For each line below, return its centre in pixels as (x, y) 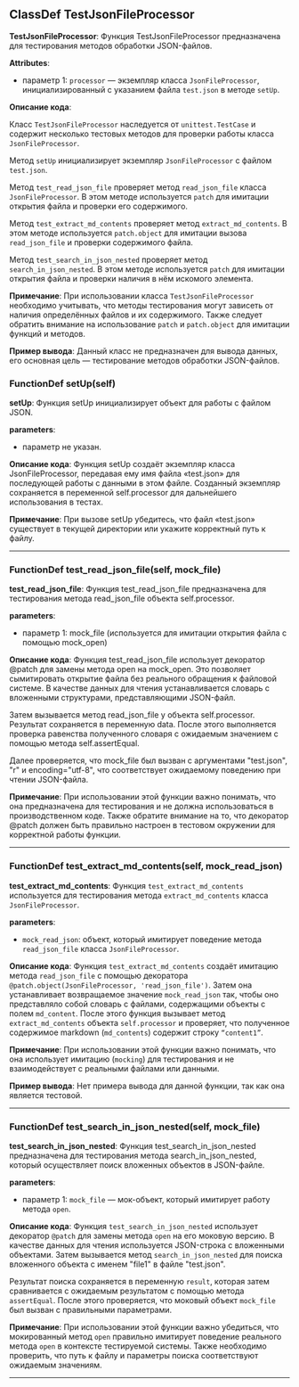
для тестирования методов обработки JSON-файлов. (111, 45)
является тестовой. (46, 1095)
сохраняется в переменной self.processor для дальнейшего (123, 493)
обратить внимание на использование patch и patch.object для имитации (149, 324)
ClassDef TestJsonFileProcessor (102, 15)
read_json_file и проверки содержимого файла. (101, 242)
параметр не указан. (62, 447)
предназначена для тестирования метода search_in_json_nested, (133, 1155)
